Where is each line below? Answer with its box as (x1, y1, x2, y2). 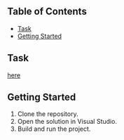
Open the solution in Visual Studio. (17, 117, 118, 126)
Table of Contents (7, 6, 88, 18)
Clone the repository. (17, 110, 78, 118)
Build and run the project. (17, 125, 91, 133)
